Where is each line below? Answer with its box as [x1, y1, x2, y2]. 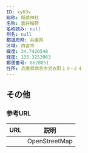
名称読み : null [6, 25, 41, 32]
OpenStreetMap [27, 137, 73, 146]
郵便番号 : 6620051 [6, 59, 50, 66]
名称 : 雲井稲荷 [6, 20, 39, 26]
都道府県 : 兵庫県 [6, 37, 44, 43]
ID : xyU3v [6, 8, 32, 15]
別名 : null [6, 32, 32, 38]
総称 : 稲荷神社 [6, 15, 39, 21]
